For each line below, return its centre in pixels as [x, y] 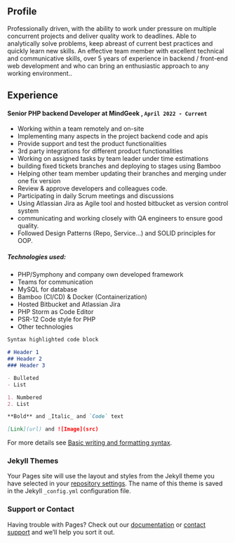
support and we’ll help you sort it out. [61, 532]
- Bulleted [23, 378]
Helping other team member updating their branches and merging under [122, 174]
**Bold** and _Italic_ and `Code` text [66, 417]
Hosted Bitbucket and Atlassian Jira [69, 304]
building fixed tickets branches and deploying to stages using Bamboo [119, 166]
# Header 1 [23, 353]
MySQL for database [47, 289]
